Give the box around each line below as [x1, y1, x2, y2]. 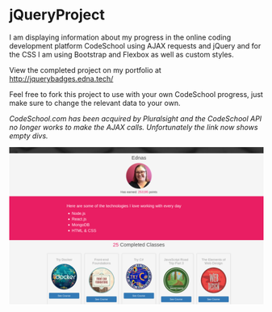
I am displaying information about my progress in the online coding [9, 32, 232, 42]
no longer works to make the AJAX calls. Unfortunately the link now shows [9, 122, 258, 132]
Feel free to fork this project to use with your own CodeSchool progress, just [9, 89, 263, 99]
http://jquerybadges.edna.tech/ [9, 74, 114, 83]
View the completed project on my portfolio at [9, 65, 162, 74]
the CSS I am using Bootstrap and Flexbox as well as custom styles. [9, 49, 235, 59]
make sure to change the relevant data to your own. [9, 98, 181, 108]
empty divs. [9, 131, 48, 141]
